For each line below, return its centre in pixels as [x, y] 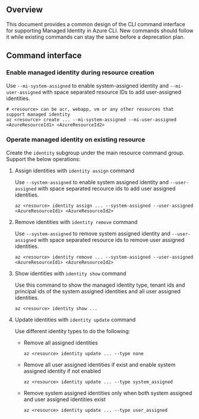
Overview [25, 10]
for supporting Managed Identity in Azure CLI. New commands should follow [100, 30]
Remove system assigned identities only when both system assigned [108, 393]
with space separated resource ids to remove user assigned [111, 240]
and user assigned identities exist [64, 399]
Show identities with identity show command [70, 273]
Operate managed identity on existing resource [76, 139]
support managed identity [38, 114]
